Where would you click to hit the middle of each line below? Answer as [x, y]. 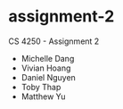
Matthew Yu [43, 96]
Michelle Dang [48, 58]
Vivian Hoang [46, 68]
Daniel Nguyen [49, 77]
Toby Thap [41, 87]
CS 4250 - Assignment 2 [54, 41]
